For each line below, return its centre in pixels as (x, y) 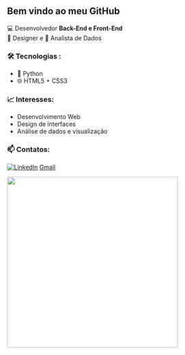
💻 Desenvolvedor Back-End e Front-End (65, 28)
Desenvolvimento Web (48, 117)
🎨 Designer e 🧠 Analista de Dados (55, 38)
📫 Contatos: (28, 150)
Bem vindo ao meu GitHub (63, 11)
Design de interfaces (46, 124)
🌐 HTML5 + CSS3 (42, 81)
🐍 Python (30, 74)
